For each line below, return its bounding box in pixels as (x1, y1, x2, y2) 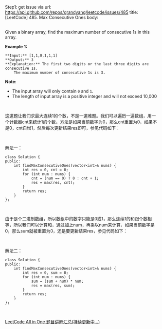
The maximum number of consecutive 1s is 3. (14, 70, 106, 75)
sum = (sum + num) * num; (31, 279, 84, 284)
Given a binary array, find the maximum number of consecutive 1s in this (5, 29, 150, 35)
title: (129, 9, 139, 15)
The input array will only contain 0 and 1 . (12, 88, 93, 94)
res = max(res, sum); (31, 283, 75, 288)
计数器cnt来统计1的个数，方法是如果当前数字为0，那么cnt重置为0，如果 (9, 119, 153, 125)
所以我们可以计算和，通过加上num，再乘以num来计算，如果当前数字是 (13, 222, 155, 228)
